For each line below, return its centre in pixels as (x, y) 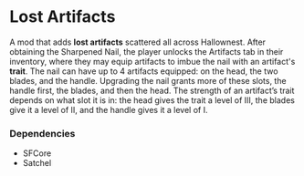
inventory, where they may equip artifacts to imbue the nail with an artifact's (152, 61)
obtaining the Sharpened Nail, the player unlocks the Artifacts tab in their (147, 51)
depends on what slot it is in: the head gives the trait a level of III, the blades (152, 100)
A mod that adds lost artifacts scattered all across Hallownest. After (138, 42)
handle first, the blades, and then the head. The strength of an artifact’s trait (152, 90)
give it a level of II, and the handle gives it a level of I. (109, 109)
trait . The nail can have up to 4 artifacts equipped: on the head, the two (144, 71)
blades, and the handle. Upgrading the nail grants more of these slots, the (148, 80)
